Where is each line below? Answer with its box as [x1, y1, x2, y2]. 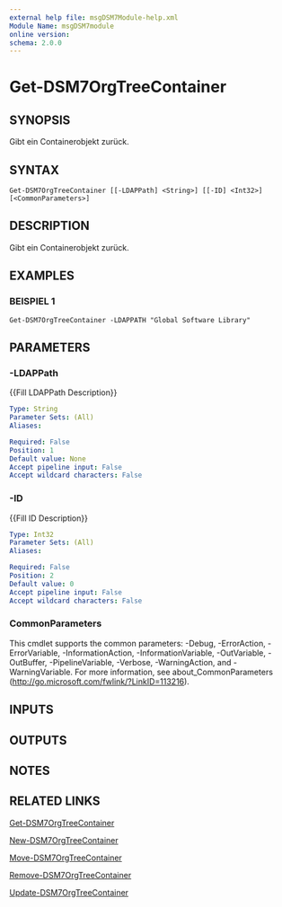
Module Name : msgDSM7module [9, 22, 115, 31]
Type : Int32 [9, 530, 54, 539]
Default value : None [9, 454, 87, 463]
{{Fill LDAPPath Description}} [9, 387, 118, 398]
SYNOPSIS [9, 112, 71, 128]
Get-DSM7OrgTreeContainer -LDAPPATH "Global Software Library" [9, 315, 251, 324]
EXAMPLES [9, 269, 75, 284]
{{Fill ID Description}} [9, 513, 88, 524]
